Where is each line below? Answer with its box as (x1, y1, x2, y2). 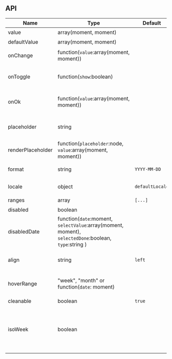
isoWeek (8, 326, 29, 333)
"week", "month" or (57, 277, 105, 284)
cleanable (8, 297, 32, 304)
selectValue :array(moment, (57, 221, 124, 228)
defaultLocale (135, 184, 169, 189)
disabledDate (8, 228, 40, 235)
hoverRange (8, 280, 37, 287)
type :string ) (57, 241, 87, 248)
